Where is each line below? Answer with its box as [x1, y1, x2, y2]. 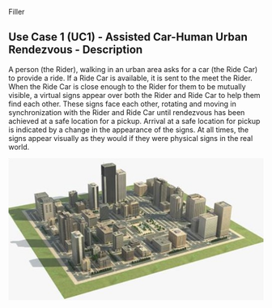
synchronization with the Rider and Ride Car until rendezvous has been [8, 107, 245, 117]
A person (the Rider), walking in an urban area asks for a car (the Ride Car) [8, 64, 258, 74]
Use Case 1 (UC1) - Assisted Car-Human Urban [8, 30, 249, 44]
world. [8, 142, 30, 152]
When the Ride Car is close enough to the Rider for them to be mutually [8, 81, 246, 92]
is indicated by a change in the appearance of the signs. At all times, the [8, 125, 249, 135]
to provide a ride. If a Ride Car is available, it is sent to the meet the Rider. [8, 73, 253, 83]
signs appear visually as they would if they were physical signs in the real [8, 133, 253, 143]
